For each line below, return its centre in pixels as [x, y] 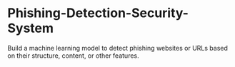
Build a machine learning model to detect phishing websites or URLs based [118, 48]
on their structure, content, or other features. [73, 56]
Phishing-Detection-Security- [98, 13]
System [31, 28]
